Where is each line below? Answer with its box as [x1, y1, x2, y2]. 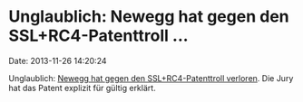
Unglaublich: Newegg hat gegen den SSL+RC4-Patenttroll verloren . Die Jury [8, 72, 294, 83]
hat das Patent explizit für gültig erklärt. [8, 82, 156, 93]
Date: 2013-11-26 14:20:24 [8, 55, 107, 66]
